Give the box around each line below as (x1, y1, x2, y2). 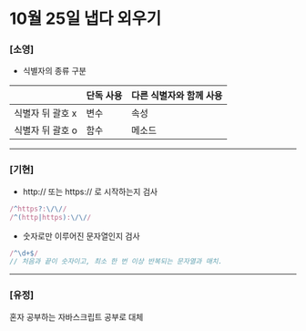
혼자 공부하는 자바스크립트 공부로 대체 (9, 311, 144, 322)
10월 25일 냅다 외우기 (9, 8, 162, 29)
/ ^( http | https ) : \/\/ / (9, 212, 92, 222)
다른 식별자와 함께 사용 (131, 89, 223, 102)
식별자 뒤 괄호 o (14, 124, 77, 137)
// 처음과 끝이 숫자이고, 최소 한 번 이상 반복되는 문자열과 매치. (9, 257, 223, 266)
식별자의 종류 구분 (22, 66, 87, 77)
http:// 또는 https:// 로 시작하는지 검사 (22, 186, 158, 197)
